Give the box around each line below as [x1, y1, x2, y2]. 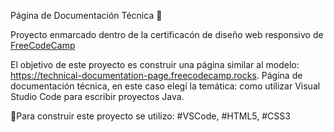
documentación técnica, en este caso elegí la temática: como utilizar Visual [10, 80, 321, 92]
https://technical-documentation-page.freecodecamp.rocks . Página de [10, 70, 303, 81]
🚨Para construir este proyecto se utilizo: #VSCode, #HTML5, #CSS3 [10, 110, 291, 122]
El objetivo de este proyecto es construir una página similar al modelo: [10, 59, 300, 70]
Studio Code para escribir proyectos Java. [10, 91, 185, 102]
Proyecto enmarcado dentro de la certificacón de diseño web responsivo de [10, 29, 324, 40]
